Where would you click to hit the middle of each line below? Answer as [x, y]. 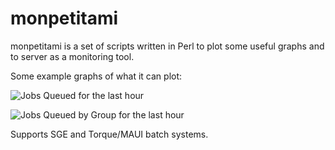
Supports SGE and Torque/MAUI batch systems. [109, 134]
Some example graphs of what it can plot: [96, 76]
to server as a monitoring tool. [72, 56]
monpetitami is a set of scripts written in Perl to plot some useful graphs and [167, 46]
